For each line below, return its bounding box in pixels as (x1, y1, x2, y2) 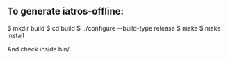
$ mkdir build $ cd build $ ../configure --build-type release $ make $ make (7, 24, 221, 32)
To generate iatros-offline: (7, 6, 124, 17)
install (7, 31, 24, 40)
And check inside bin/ (7, 44, 70, 53)
